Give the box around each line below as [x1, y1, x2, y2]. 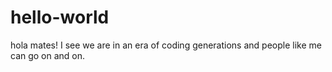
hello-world [10, 6, 110, 29]
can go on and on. [10, 49, 86, 61]
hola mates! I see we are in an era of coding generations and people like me [10, 39, 322, 51]
